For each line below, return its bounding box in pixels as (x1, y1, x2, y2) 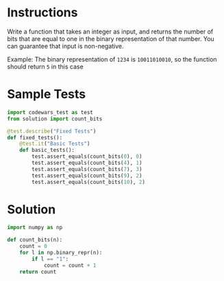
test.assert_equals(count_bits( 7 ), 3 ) (32, 165, 142, 172)
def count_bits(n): (7, 237, 63, 243)
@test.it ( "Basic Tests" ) (19, 140, 90, 148)
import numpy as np (7, 224, 63, 231)
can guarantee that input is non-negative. (7, 42, 125, 50)
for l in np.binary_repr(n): (19, 250, 103, 256)
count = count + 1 (43, 262, 97, 269)
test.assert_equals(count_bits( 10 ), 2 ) (32, 178, 146, 185)
